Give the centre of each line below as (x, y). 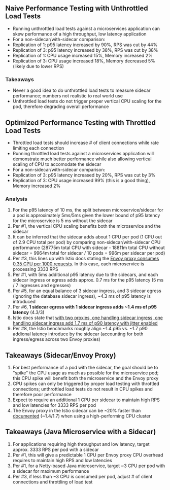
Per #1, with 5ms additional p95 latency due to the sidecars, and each (85, 275)
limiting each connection (38, 148)
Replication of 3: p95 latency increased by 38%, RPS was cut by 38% (85, 50)
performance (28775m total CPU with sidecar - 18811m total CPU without (89, 248)
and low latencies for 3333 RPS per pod (54, 405)
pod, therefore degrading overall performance (61, 107)
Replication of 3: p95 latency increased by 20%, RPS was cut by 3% (84, 175)
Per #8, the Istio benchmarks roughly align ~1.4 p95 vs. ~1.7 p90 (80, 329)
